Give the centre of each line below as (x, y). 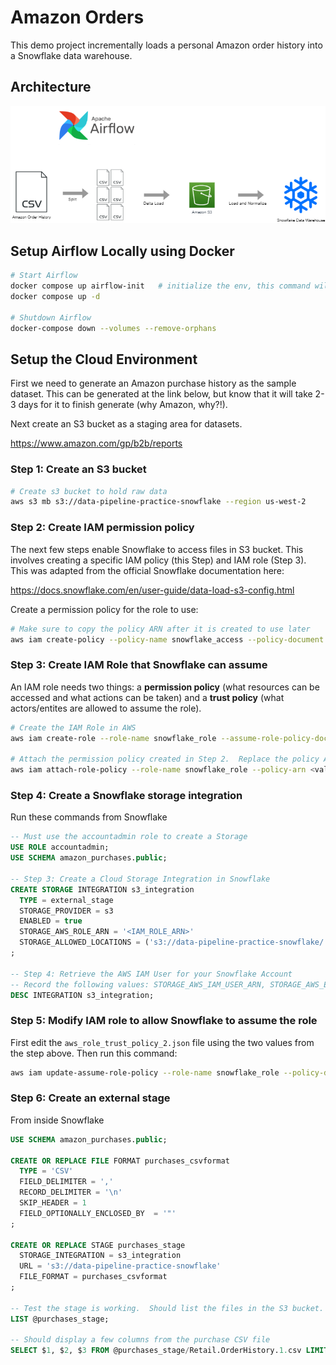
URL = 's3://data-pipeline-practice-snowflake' (120, 1266)
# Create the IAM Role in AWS (73, 727)
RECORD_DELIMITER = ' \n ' (71, 1192)
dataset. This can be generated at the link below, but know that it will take (161, 394)
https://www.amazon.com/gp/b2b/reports (96, 443)
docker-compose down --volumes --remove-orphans (113, 328)
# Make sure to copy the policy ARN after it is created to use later (160, 629)
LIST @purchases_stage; (60, 1319)
